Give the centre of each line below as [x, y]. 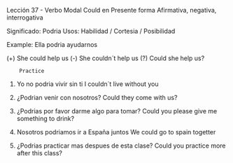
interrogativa [25, 17]
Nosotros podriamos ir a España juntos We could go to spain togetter [116, 132]
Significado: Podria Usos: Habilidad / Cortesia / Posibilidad [91, 31]
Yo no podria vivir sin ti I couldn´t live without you [87, 84]
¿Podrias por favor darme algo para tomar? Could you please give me [117, 111]
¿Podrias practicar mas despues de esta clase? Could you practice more [121, 146]
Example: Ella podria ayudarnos [52, 44]
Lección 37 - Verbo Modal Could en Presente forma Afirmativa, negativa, [112, 10]
